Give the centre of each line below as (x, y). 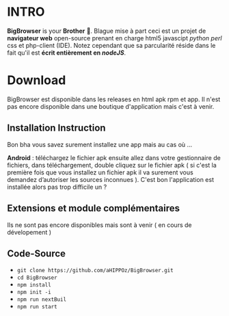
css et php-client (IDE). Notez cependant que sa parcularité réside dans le (111, 45)
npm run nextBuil (42, 300)
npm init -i (34, 292)
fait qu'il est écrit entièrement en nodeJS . (67, 53)
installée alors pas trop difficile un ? (57, 187)
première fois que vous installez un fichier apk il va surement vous (100, 172)
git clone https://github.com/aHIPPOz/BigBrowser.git (95, 271)
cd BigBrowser (37, 278)
